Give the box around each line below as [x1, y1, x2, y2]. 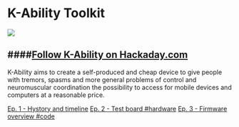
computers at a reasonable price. [7, 91, 105, 99]
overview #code [7, 112, 55, 121]
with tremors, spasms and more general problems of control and [7, 75, 197, 83]
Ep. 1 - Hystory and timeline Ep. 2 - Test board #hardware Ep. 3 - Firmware [7, 104, 228, 113]
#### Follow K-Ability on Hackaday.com [7, 49, 188, 61]
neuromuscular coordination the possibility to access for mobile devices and [7, 83, 232, 91]
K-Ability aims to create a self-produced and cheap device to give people [7, 68, 223, 76]
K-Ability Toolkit [7, 5, 106, 21]
